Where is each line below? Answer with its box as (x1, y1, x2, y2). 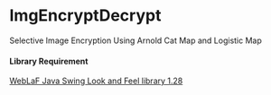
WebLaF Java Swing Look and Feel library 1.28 (9, 75, 183, 86)
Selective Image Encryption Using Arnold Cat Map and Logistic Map (9, 35, 262, 46)
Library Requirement (9, 56, 89, 66)
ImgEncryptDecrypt (9, 5, 162, 26)
